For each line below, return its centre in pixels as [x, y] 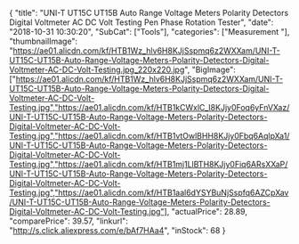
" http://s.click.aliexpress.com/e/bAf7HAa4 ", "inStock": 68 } [117, 230]
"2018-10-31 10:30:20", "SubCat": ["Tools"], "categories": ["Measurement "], [149, 32]
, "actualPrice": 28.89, [207, 211]
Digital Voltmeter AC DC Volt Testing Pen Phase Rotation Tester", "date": [141, 22]
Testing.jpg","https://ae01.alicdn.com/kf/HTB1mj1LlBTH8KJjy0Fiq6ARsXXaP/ [149, 164]
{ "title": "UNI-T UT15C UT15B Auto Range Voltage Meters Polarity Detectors [149, 13]
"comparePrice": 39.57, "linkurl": [69, 221]
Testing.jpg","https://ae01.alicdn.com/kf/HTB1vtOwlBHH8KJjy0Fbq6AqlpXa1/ [149, 136]
